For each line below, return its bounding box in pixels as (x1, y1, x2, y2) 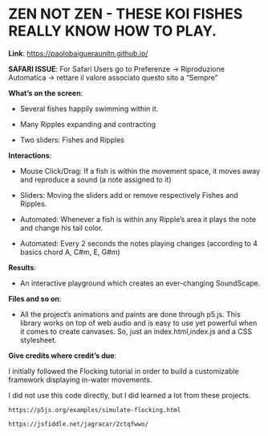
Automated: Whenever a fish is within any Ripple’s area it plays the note (19, 214, 257, 224)
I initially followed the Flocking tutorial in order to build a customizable (8, 366, 239, 376)
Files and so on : (8, 294, 62, 303)
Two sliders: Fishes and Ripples (19, 134, 124, 145)
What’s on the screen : (8, 88, 83, 97)
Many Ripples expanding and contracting (19, 119, 156, 129)
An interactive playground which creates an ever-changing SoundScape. (19, 278, 261, 288)
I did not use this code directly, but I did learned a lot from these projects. (8, 390, 251, 400)
